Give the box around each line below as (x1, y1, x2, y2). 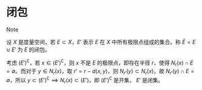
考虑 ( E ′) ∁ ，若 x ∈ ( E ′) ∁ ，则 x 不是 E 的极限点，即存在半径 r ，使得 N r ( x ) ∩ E (6, 58, 194, 68)
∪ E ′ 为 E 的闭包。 (6, 46, 50, 53)
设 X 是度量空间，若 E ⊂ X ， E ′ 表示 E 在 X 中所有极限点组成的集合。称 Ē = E (6, 38, 196, 45)
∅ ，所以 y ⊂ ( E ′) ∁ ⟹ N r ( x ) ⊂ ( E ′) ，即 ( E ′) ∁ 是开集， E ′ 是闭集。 (6, 76, 164, 85)
